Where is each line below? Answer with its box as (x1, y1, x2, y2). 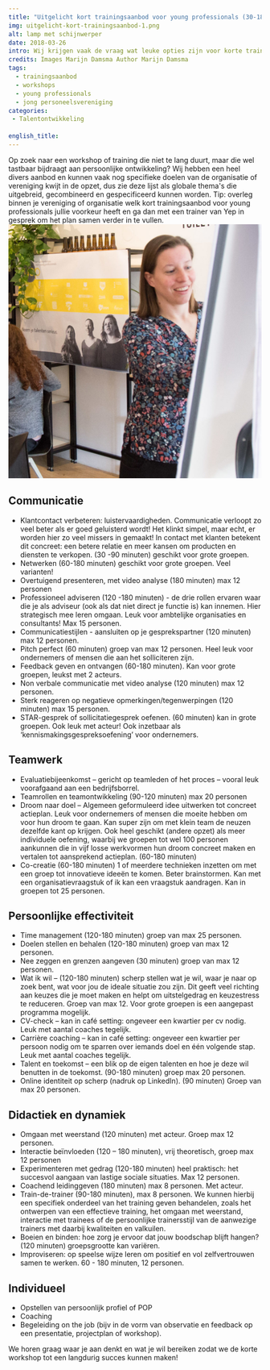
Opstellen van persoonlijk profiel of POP (19, 1302, 153, 1312)
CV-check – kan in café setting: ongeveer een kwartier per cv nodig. (19, 1016, 247, 1026)
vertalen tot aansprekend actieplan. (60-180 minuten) (19, 852, 197, 861)
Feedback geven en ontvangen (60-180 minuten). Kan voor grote (19, 661, 235, 671)
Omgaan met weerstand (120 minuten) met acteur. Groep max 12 (19, 1130, 235, 1139)
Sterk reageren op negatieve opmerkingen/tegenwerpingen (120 (19, 695, 234, 705)
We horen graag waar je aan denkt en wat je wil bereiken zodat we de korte (8, 1343, 259, 1354)
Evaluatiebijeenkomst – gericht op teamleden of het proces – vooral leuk (19, 774, 260, 784)
